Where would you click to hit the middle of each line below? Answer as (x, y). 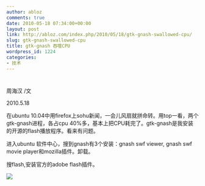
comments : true (26, 18)
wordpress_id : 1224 (31, 52)
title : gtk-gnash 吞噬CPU (38, 46)
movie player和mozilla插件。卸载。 (50, 151)
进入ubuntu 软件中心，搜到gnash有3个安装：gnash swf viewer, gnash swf (99, 143)
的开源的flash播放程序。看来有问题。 (53, 131)
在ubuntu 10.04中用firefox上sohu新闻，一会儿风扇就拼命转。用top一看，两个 (103, 115)
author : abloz (24, 12)
